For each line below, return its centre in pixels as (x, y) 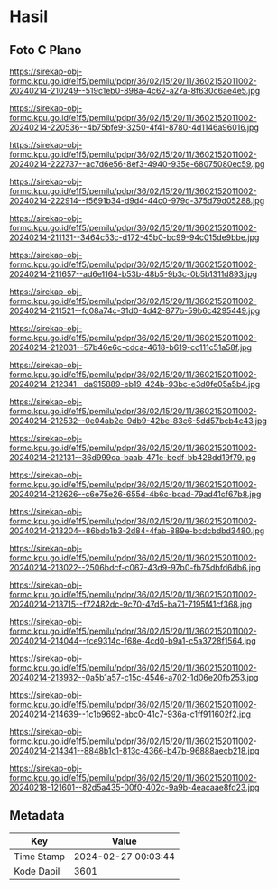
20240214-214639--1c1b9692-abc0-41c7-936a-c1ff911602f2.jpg (130, 714)
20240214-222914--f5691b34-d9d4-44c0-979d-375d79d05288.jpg (137, 201)
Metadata (37, 815)
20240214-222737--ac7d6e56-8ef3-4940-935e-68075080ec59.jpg (137, 164)
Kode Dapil (37, 871)
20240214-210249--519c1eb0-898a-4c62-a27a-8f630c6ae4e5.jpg (135, 91)
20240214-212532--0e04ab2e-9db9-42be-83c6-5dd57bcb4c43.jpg (138, 421)
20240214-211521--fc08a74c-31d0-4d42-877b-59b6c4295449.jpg (135, 310)
